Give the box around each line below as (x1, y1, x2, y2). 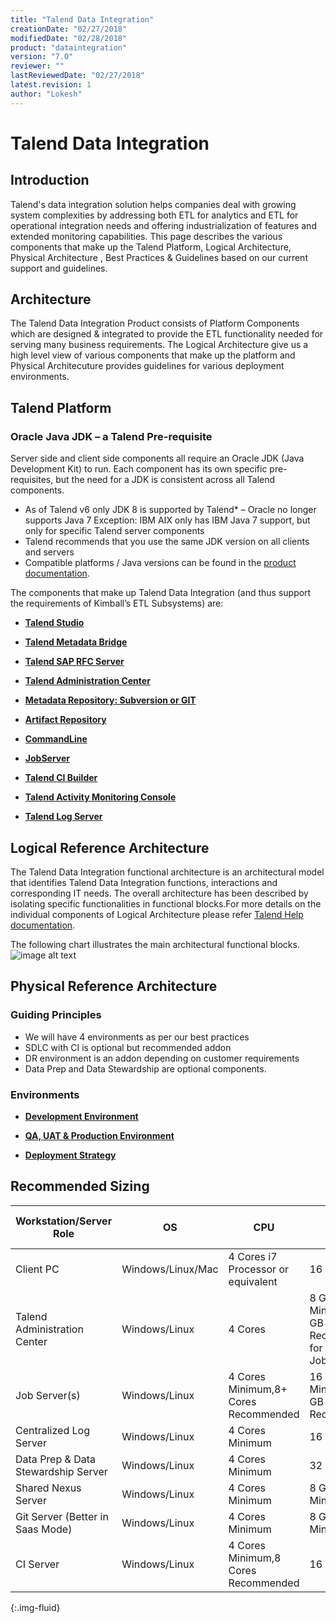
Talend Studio (24, 617, 85, 629)
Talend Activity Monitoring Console (24, 791, 177, 803)
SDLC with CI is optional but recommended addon (24, 1041, 232, 1053)
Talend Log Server (24, 811, 103, 823)
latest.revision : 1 (10, 80, 92, 90)
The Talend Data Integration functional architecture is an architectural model (10, 866, 325, 878)
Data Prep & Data (15, 1452, 96, 1466)
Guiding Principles (10, 1008, 102, 1022)
